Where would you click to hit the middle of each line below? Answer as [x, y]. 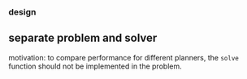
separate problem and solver [83, 38]
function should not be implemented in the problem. [95, 66]
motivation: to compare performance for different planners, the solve [124, 57]
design [22, 12]
